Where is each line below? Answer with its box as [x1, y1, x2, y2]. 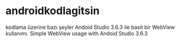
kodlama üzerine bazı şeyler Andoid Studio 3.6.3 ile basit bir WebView [5, 24, 175, 31]
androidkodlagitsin [5, 4, 100, 18]
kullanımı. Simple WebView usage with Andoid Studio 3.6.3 [5, 29, 148, 37]
